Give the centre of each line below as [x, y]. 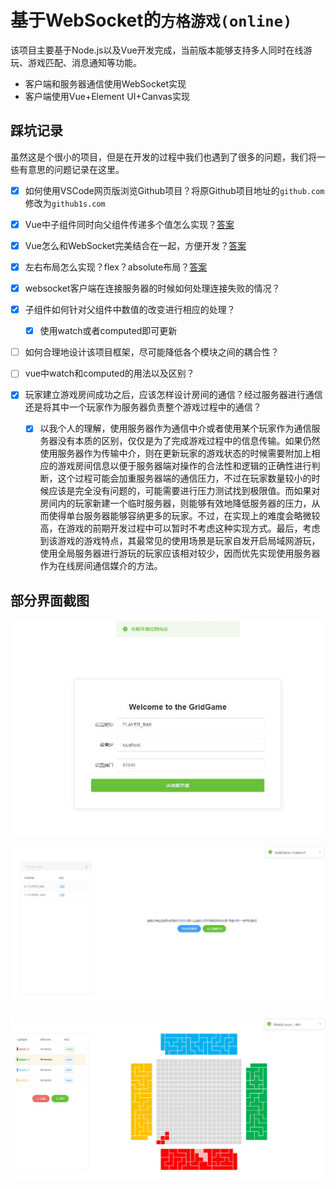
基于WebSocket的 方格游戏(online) [151, 20]
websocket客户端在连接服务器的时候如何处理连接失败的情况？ [152, 288]
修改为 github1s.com [65, 203]
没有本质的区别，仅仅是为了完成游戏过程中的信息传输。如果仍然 [189, 441]
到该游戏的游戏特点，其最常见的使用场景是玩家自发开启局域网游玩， [180, 541]
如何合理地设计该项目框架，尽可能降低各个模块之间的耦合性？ [152, 352]
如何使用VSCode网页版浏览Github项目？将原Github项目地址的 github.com [174, 190]
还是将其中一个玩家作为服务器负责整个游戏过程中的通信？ [143, 407]
